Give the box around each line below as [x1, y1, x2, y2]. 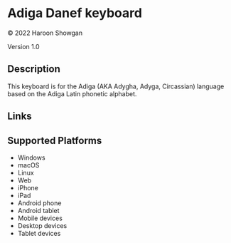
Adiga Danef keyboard [7, 5, 142, 21]
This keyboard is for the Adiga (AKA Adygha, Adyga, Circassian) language [7, 82, 225, 91]
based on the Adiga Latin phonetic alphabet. [7, 89, 137, 98]
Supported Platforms [7, 134, 102, 147]
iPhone [17, 183, 39, 192]
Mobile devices [17, 214, 63, 222]
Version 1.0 [7, 42, 40, 51]
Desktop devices [17, 221, 68, 229]
